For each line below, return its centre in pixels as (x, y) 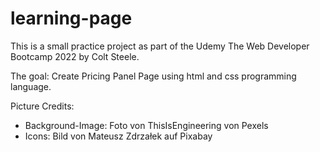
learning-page (71, 18)
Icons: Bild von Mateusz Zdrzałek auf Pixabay (118, 136)
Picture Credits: (42, 106)
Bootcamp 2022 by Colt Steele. (75, 56)
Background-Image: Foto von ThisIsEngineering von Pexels (146, 125)
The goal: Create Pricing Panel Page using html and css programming (153, 76)
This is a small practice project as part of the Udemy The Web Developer (160, 46)
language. (31, 86)
